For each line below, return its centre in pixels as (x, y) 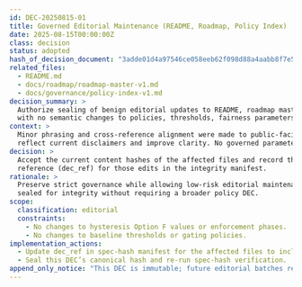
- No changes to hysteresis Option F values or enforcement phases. (156, 227)
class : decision (40, 43)
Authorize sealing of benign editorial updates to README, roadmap (147, 110)
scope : (22, 202)
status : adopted (40, 51)
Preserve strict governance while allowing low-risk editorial (138, 185)
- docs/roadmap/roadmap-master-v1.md (88, 85)
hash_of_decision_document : (62, 59)
